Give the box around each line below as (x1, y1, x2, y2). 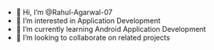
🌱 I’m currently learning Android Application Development (15, 25, 207, 33)
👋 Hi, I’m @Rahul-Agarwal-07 (15, 8, 113, 17)
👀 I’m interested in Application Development (15, 16, 161, 25)
